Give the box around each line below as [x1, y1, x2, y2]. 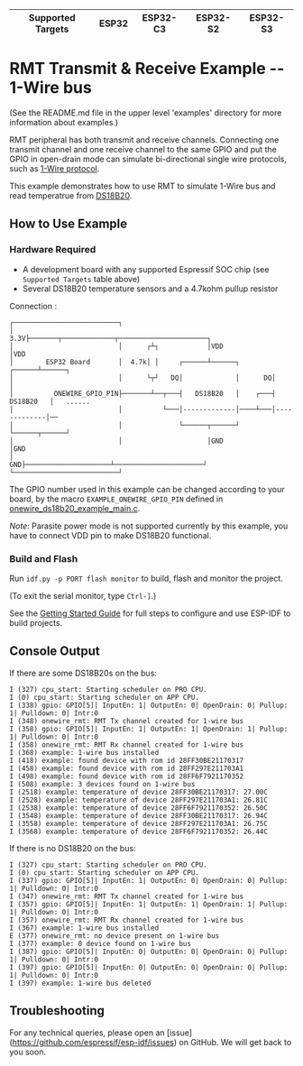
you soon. [9, 1046, 47, 1057]
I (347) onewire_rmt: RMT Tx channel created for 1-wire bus [9, 892, 244, 901]
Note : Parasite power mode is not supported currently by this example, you [9, 520, 289, 531]
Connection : [9, 300, 57, 311]
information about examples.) [9, 116, 119, 127]
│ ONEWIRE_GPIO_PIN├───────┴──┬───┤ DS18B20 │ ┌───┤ [9, 389, 277, 398]
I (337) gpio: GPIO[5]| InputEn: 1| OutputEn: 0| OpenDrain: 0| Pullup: [9, 876, 289, 885]
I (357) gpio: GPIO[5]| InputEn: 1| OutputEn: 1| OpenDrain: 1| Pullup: [9, 899, 289, 909]
